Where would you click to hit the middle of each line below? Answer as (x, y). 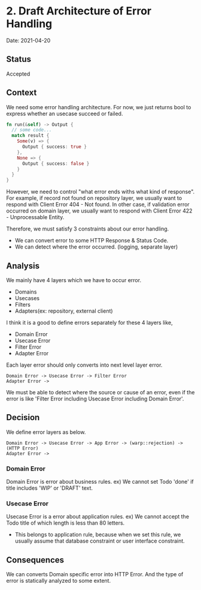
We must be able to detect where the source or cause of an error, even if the (100, 392)
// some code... (32, 130)
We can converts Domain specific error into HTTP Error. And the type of (95, 574)
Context (22, 93)
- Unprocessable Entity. (35, 217)
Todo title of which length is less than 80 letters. (66, 523)
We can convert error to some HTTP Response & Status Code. (92, 241)
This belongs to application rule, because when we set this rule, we (98, 535)
